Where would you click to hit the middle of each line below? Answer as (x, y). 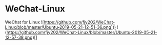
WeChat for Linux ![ (25, 22)
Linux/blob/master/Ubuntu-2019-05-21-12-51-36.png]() (61, 27)
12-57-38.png (19, 37)
